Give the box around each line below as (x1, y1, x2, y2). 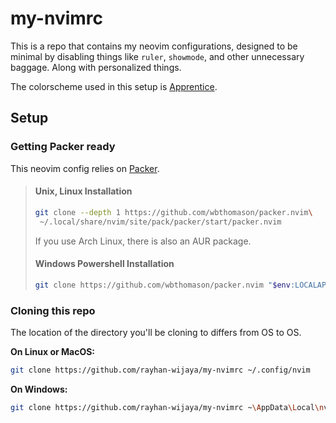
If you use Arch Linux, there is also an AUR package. (34, 235, 252, 247)
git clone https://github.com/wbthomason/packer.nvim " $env (34, 280, 291, 290)
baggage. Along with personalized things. (10, 61, 182, 73)
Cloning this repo (10, 303, 96, 317)
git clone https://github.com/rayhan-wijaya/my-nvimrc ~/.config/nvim (10, 365, 311, 375)
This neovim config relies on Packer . (10, 162, 160, 174)
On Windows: (10, 383, 68, 395)
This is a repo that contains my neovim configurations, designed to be (10, 40, 298, 52)
